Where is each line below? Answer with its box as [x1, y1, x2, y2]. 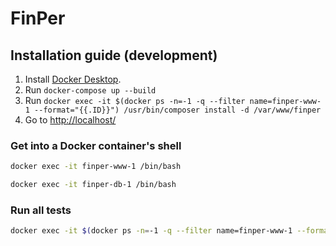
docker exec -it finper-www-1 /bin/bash [10, 162, 182, 172]
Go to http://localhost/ [24, 114, 117, 126]
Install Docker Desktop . [24, 73, 122, 85]
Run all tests [10, 203, 72, 217]
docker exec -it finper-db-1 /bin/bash [10, 180, 177, 190]
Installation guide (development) [10, 47, 218, 64]
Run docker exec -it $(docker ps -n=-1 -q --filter [24, 95, 246, 106]
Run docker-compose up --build [24, 84, 157, 96]
